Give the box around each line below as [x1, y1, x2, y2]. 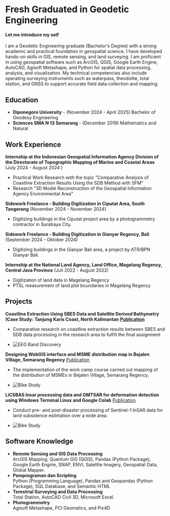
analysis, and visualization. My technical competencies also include [5, 70, 147, 76]
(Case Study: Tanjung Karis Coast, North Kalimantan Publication [5, 316, 145, 322]
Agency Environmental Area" [12, 191, 74, 197]
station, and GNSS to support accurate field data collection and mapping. [5, 81, 159, 87]
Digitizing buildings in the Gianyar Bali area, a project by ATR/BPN [12, 246, 151, 253]
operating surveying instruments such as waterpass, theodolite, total [5, 75, 149, 82]
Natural [12, 125, 29, 132]
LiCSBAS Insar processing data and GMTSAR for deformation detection [5, 392, 159, 398]
